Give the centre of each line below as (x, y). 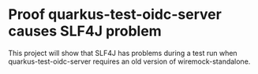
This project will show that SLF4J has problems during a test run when (123, 53)
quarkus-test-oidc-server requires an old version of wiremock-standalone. (129, 61)
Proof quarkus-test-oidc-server (115, 15)
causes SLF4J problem (85, 31)
